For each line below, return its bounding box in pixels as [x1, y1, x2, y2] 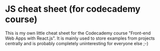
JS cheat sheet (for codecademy [5, 3, 141, 15]
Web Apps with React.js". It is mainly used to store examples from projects [5, 35, 155, 41]
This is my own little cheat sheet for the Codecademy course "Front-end [5, 30, 151, 36]
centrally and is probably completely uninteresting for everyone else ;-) [5, 40, 149, 46]
